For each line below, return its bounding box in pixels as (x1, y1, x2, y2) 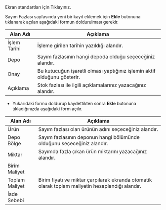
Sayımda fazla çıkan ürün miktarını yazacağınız (38, 148, 147, 155)
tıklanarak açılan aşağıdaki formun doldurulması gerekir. (5, 19, 119, 25)
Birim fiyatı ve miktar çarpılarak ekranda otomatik (38, 176, 152, 183)
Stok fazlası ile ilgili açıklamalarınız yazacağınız (37, 82, 146, 88)
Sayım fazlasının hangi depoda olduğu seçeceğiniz (37, 53, 155, 60)
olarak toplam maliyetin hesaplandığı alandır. (38, 183, 142, 189)
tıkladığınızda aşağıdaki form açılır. (12, 106, 83, 112)
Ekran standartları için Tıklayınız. (5, 4, 71, 10)
